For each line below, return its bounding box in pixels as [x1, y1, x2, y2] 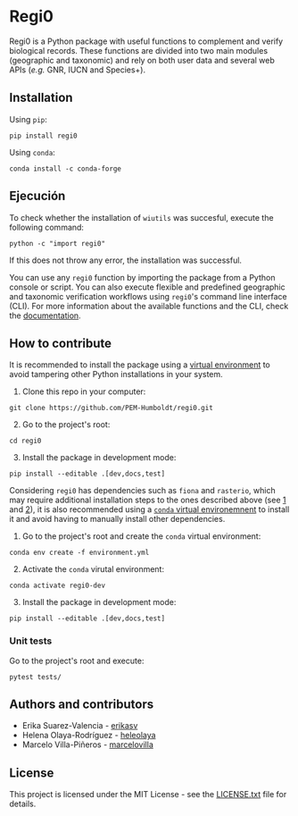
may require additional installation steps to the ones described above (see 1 [9, 494, 286, 506]
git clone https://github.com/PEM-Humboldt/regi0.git [9, 404, 214, 413]
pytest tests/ [9, 672, 62, 681]
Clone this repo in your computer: [21, 386, 146, 397]
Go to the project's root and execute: [9, 655, 145, 666]
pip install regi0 [9, 131, 78, 140]
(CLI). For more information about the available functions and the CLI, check [9, 300, 289, 311]
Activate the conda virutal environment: [21, 564, 165, 575]
